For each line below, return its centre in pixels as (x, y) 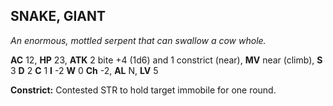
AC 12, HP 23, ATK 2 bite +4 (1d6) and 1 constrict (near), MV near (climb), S (166, 60)
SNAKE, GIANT (58, 16)
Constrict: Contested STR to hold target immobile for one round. (143, 90)
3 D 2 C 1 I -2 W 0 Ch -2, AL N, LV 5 (84, 70)
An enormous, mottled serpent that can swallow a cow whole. (138, 40)
